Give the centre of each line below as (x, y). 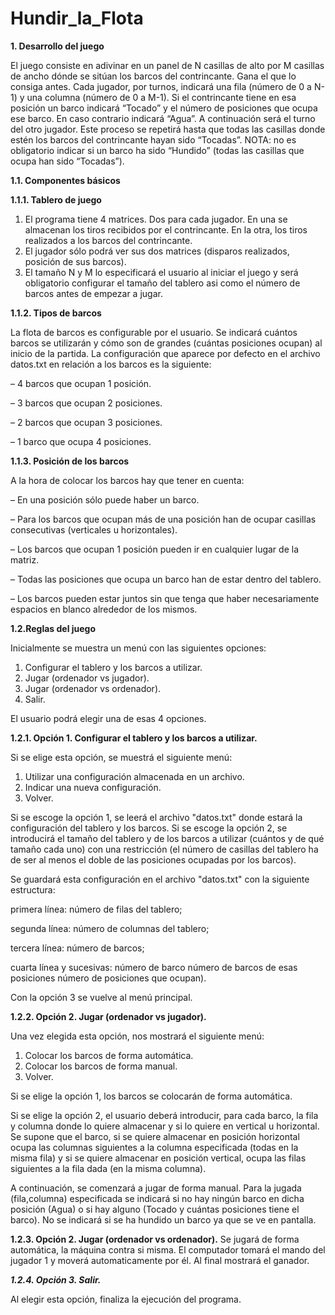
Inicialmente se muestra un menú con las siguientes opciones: (138, 648)
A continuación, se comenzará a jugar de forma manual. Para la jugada (156, 1188)
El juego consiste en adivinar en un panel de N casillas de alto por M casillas (167, 65)
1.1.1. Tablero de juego (56, 199)
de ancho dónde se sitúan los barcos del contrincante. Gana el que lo (153, 76)
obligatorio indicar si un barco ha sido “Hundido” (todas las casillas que (157, 150)
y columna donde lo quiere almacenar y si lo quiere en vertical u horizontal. (165, 1126)
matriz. (25, 559)
